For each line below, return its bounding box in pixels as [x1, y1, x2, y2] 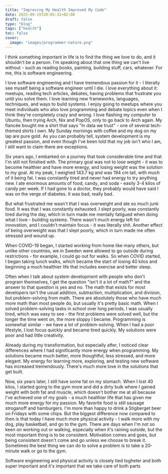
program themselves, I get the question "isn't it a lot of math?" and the [5, 278, 150, 285]
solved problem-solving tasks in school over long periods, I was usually [5, 305, 153, 312]
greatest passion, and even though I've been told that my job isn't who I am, [5, 138, 162, 144]
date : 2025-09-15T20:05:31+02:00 [5, 12, 75, 17]
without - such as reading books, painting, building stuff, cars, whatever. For [5, 64, 163, 70]
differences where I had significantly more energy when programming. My [5, 347, 159, 353]
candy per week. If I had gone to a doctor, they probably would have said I [5, 185, 159, 192]
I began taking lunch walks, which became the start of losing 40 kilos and [5, 258, 157, 264]
